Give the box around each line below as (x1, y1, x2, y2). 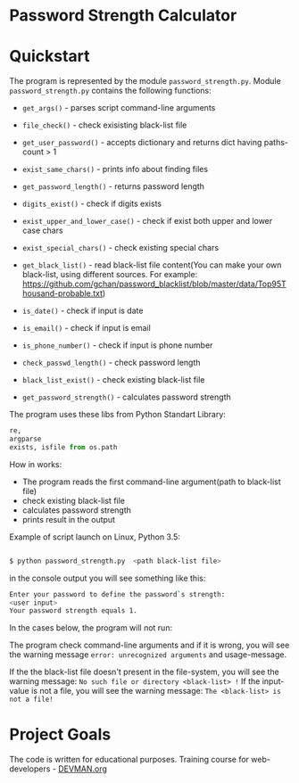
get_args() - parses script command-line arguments (21, 103, 216, 113)
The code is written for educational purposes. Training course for (9, 754, 250, 765)
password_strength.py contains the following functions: (9, 86, 212, 96)
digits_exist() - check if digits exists (21, 198, 162, 210)
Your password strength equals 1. (9, 606, 138, 615)
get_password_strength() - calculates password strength (21, 391, 231, 402)
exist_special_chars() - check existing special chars (21, 243, 220, 253)
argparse (9, 434, 42, 443)
